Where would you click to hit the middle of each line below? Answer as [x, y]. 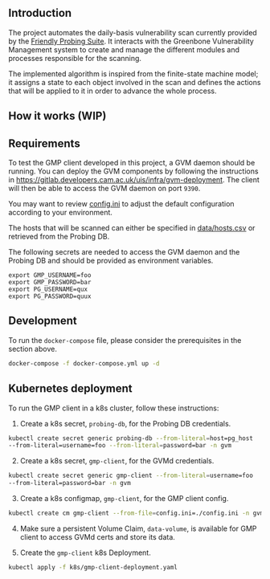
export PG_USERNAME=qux [48, 289]
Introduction [40, 13]
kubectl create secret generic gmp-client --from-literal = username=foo [131, 476]
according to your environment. [60, 213]
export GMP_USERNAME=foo [50, 275]
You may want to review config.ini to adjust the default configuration [121, 204]
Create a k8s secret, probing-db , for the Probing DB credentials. [125, 423]
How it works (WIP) [57, 116]
